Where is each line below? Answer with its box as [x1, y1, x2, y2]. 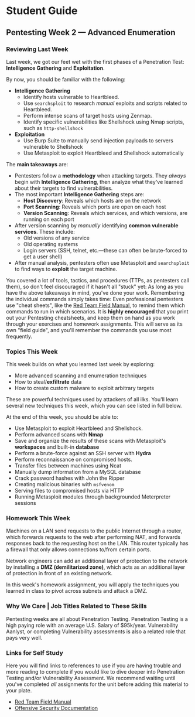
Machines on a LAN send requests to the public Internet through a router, [6, 527, 183, 534]
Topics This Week [6, 347, 58, 356]
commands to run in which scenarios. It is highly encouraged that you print [6, 308, 189, 315]
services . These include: [14, 228, 75, 235]
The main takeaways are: [6, 161, 69, 168]
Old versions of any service [23, 234, 90, 241]
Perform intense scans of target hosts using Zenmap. [23, 112, 152, 119]
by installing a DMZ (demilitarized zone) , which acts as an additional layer [6, 564, 186, 571]
